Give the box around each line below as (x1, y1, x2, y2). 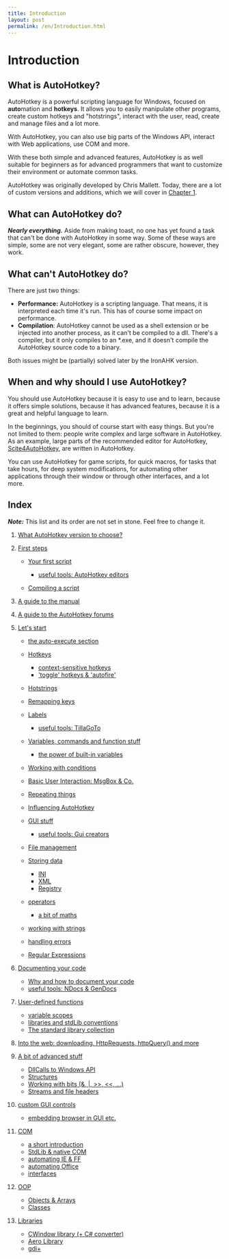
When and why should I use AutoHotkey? (8, 376, 187, 388)
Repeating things (27, 790, 76, 798)
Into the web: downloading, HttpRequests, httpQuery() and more (17, 1038, 200, 1047)
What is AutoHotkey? (8, 79, 100, 91)
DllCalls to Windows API (27, 1065, 96, 1073)
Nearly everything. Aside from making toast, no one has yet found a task (8, 227, 215, 235)
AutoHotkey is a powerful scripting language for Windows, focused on (8, 97, 206, 106)
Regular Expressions (27, 950, 86, 959)
